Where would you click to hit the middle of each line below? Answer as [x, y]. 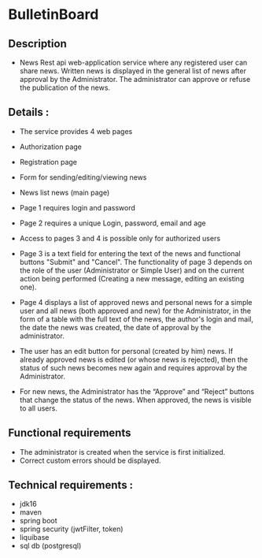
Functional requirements [70, 433]
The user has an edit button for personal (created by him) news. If [126, 351]
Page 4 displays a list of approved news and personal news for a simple [136, 302]
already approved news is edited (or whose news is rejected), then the [134, 359]
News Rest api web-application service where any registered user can [133, 62]
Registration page [48, 162]
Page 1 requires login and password [77, 207]
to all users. [38, 408]
